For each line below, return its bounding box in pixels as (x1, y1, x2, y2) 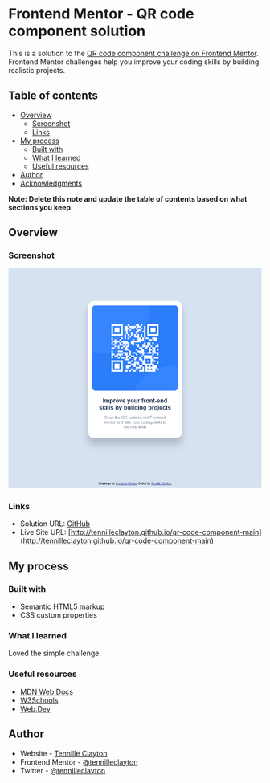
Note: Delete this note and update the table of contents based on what (8, 194, 247, 203)
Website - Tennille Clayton (19, 748, 108, 758)
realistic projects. (8, 65, 66, 75)
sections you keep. (8, 202, 74, 212)
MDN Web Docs (19, 687, 74, 696)
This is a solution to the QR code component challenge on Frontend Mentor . (8, 48, 259, 58)
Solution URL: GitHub (19, 519, 91, 528)
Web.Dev (19, 703, 51, 713)
